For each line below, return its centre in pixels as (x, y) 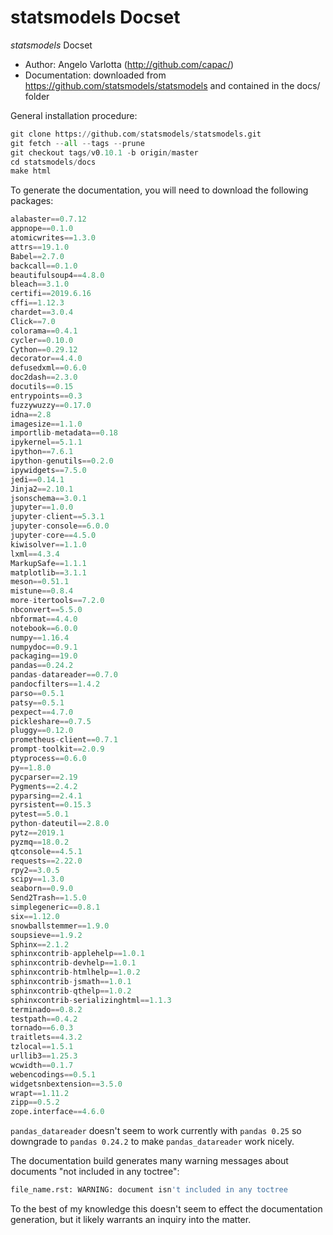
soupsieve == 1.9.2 (46, 935)
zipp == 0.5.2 (35, 1102)
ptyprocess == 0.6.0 (48, 759)
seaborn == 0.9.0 (42, 889)
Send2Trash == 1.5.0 (48, 898)
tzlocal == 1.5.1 (42, 1047)
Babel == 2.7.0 (37, 256)
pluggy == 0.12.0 (42, 731)
